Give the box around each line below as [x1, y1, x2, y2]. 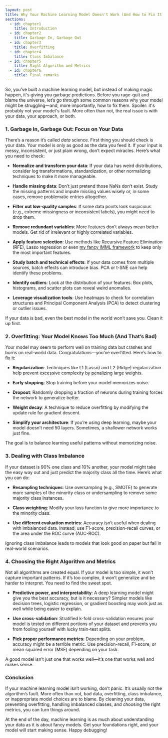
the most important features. [12, 249, 71, 256]
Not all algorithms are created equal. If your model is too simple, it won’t [5, 569, 153, 575]
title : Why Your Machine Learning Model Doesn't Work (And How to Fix [5, 12, 155, 17]
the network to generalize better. [12, 395, 80, 401]
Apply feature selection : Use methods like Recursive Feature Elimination [12, 239, 163, 245]
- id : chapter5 [9, 59, 41, 64]
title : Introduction [14, 26, 57, 31]
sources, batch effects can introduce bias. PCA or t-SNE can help [12, 264, 147, 271]
